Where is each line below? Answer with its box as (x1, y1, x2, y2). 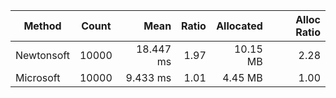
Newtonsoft (15, 49, 70, 62)
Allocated (216, 19, 263, 33)
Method (23, 19, 62, 33)
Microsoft (15, 71, 61, 84)
